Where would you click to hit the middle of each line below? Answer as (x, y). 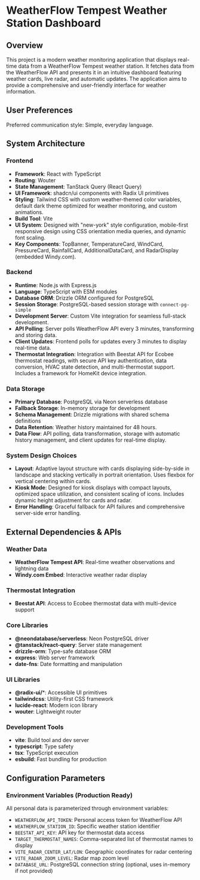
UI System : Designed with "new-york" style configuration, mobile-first (101, 225)
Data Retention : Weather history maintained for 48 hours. (86, 427)
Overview (25, 45)
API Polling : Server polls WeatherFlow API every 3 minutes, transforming (104, 329)
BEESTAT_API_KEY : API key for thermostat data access (80, 832)
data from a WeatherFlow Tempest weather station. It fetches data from (106, 66)
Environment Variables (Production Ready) (70, 795)
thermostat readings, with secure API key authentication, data (91, 360)
